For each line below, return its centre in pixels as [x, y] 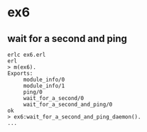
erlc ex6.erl [27, 55]
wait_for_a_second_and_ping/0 [68, 104]
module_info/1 [44, 86]
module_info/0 [44, 79]
